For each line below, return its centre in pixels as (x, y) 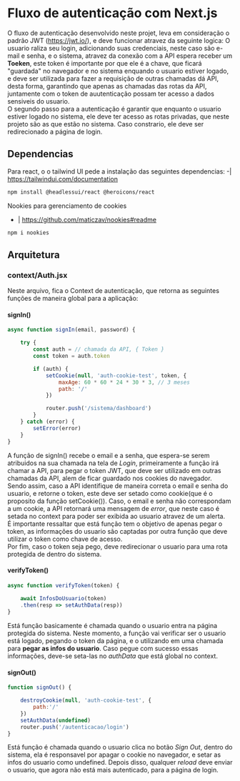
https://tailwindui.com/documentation (62, 179)
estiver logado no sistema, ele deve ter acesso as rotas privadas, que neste (119, 116)
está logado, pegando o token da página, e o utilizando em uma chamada (115, 641)
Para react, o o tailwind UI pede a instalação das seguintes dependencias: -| (120, 171)
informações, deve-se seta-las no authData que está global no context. (112, 656)
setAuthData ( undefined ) (56, 720)
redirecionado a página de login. (55, 131)
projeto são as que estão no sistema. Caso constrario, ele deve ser (106, 124)
